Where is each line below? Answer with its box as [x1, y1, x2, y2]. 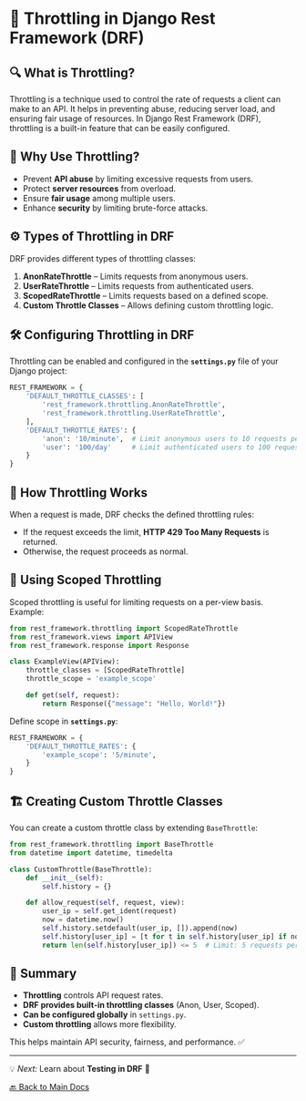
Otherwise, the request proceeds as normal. [22, 546, 189, 557]
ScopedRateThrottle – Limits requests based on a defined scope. [22, 290, 269, 301]
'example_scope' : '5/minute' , [42, 750, 157, 759]
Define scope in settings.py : [9, 715, 118, 726]
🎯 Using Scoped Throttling [9, 572, 162, 588]
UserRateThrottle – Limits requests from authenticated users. [22, 280, 254, 291]
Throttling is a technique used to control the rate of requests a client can [9, 94, 280, 104]
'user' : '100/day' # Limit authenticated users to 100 [42, 442, 271, 452]
